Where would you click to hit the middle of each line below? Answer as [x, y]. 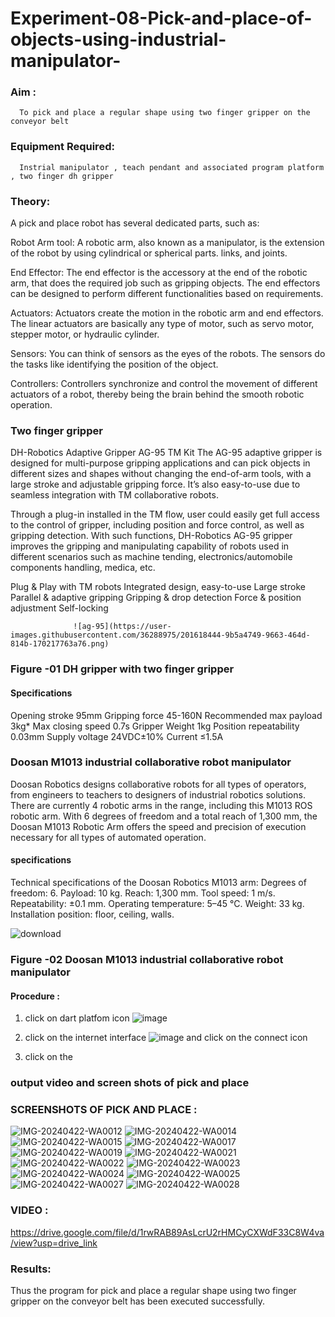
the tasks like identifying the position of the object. [114, 364]
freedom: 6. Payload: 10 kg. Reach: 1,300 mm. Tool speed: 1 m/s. [143, 893]
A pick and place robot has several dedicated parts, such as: [135, 223]
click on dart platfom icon [77, 1018]
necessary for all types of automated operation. [108, 837]
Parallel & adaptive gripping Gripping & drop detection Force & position [156, 598]
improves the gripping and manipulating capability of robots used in [150, 546]
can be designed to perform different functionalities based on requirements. [167, 294]
